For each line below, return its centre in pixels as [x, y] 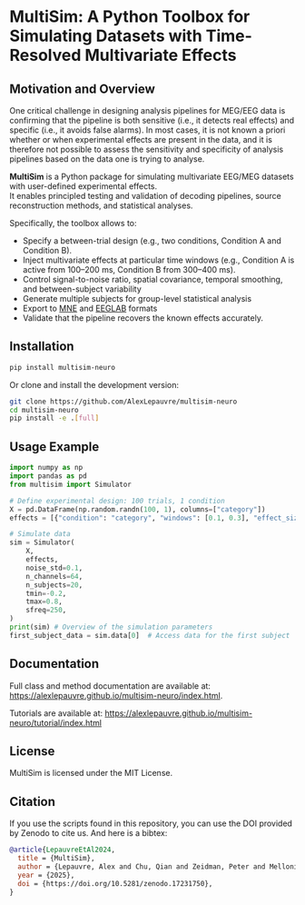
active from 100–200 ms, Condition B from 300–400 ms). [129, 269]
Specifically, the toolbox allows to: [73, 223]
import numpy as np [46, 468]
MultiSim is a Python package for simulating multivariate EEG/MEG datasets [152, 176]
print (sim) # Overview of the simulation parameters [111, 627]
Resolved [45, 55]
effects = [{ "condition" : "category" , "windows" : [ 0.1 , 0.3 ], [129, 518]
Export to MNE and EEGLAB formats [90, 308]
